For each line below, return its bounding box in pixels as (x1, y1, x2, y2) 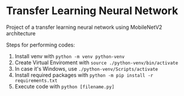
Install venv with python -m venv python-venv (14, 52, 125, 59)
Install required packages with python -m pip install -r (14, 71, 154, 78)
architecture (6, 29, 36, 37)
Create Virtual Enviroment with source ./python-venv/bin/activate (14, 59, 179, 66)
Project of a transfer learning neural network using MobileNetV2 (6, 24, 163, 31)
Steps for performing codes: (6, 41, 75, 48)
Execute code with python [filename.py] (14, 82, 115, 90)
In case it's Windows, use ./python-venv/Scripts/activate (14, 65, 159, 72)
